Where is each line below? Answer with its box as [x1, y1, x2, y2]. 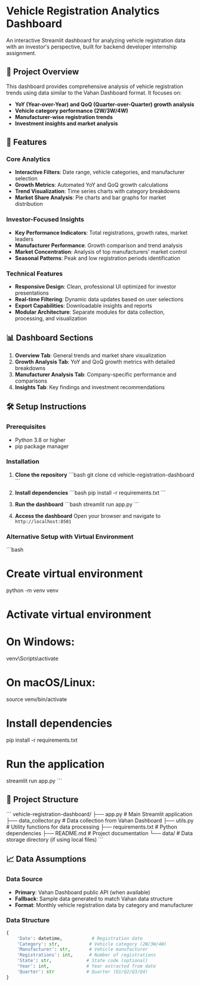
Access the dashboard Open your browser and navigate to [14, 512, 161, 519]
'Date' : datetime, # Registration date [17, 935, 143, 941]
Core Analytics [6, 155, 51, 163]
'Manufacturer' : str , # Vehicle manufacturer [17, 946, 148, 952]
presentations [14, 289, 49, 297]
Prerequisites [6, 423, 46, 431]
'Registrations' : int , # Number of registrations [17, 952, 156, 958]
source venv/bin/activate [6, 696, 67, 703]
